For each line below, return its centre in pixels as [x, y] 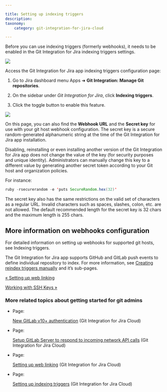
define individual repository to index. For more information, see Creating [79, 262]
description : [19, 19]
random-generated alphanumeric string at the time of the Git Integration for [83, 134]
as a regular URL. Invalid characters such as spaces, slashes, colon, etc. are [83, 204]
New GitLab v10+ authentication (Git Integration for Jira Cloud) [77, 321]
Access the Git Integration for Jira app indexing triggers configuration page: [83, 71]
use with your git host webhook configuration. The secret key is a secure [80, 130]
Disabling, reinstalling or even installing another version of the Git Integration [84, 149]
